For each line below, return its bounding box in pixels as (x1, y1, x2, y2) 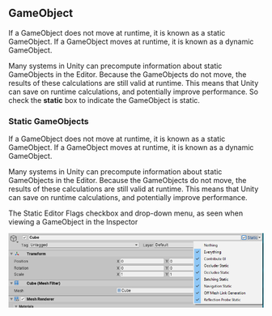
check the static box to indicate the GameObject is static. (8, 95, 201, 105)
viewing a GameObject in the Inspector (8, 217, 138, 227)
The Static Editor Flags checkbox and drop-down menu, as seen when (8, 208, 244, 218)
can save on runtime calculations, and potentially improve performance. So (8, 87, 259, 96)
